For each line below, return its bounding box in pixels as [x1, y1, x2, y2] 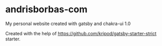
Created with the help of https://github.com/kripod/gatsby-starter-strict [5, 30, 157, 36]
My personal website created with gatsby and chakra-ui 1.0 [5, 20, 131, 27]
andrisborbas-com [5, 4, 87, 15]
